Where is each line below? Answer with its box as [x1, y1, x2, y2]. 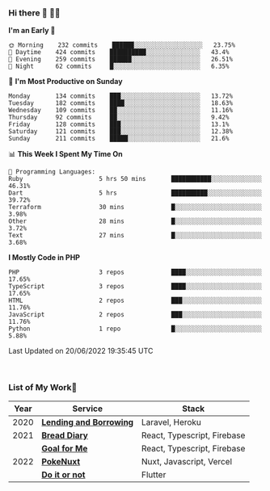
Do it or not [41, 468, 86, 480]
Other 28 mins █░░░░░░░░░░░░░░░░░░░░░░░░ [8, 217, 263, 225]
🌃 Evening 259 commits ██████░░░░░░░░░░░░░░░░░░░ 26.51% [8, 56, 233, 64]
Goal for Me [41, 443, 88, 454]
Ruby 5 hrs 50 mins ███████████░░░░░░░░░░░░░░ [8, 175, 263, 183]
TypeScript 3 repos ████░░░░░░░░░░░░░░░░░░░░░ [8, 283, 263, 291]
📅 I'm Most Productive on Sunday [8, 77, 123, 86]
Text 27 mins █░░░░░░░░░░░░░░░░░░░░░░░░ [8, 232, 263, 240]
